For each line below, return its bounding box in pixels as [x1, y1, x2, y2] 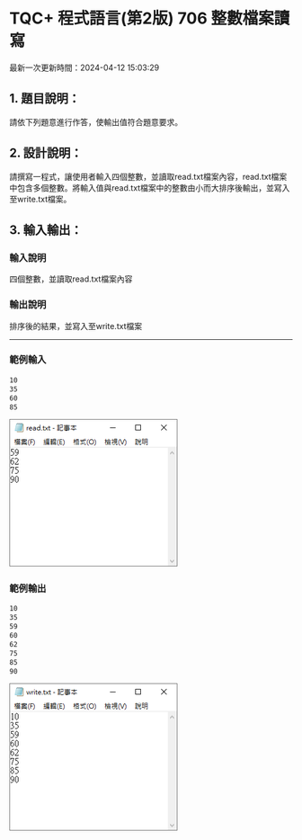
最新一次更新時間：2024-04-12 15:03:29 [9, 62, 160, 73]
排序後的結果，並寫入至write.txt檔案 [9, 320, 142, 331]
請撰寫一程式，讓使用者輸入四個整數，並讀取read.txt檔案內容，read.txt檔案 [9, 171, 288, 182]
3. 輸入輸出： [9, 222, 83, 237]
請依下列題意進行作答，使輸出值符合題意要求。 [9, 116, 182, 127]
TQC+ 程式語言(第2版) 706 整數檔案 [9, 8, 274, 29]
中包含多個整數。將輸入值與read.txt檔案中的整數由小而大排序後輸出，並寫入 [9, 182, 290, 193]
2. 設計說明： [9, 146, 83, 161]
